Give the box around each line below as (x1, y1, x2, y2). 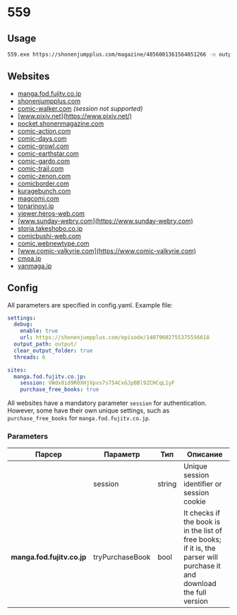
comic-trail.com (17, 164, 64, 173)
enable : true (20, 327, 59, 335)
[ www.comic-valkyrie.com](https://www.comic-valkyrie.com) (17, 246, 196, 255)
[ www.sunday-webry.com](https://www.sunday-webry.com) (17, 217, 194, 225)
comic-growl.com (17, 142, 69, 150)
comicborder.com (17, 179, 69, 188)
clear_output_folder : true (13, 347, 93, 354)
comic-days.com (17, 134, 67, 142)
